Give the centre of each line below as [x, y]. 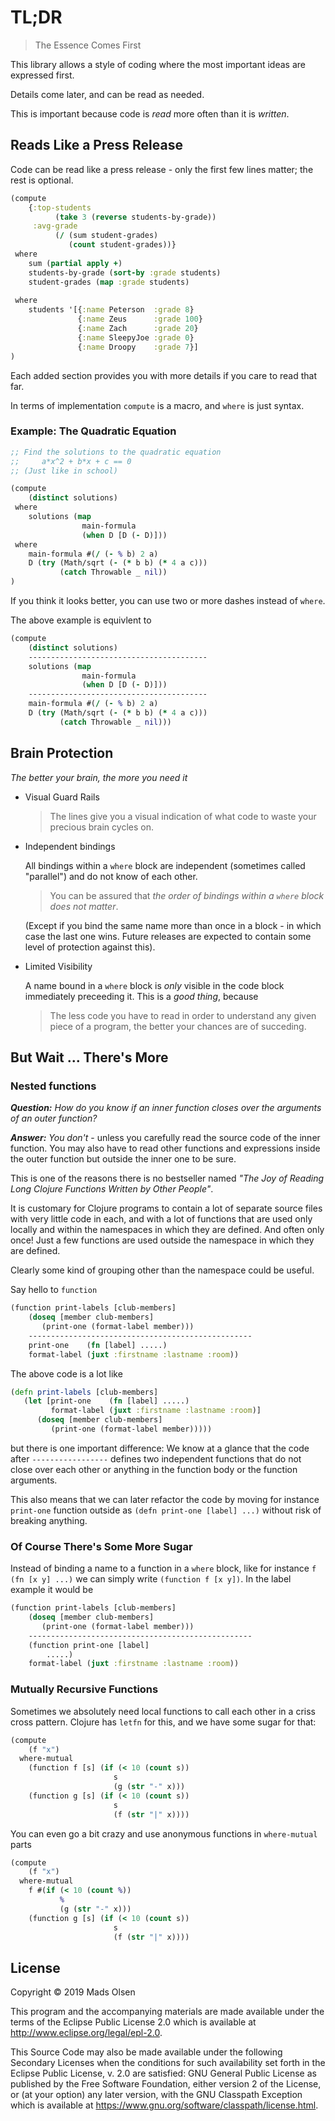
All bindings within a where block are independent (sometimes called [165, 865]
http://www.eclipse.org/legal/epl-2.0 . [86, 2033]
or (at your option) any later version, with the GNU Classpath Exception [156, 2095]
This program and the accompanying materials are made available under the [167, 2012]
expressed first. [42, 75]
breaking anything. [49, 1520]
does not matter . [84, 906]
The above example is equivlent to [81, 620]
